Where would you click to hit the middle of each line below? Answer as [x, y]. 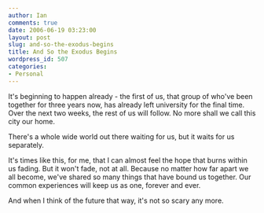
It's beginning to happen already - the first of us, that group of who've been [130, 96]
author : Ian [27, 15]
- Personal [26, 74]
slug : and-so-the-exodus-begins [61, 45]
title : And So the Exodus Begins [63, 52]
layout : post [29, 37]
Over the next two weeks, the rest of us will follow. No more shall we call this [132, 113]
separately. [26, 145]
